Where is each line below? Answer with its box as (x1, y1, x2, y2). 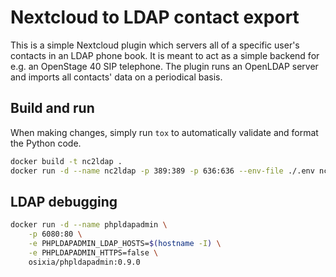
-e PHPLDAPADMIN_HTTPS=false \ (28, 247, 159, 258)
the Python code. (10, 137, 82, 149)
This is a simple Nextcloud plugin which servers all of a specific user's (10, 39, 300, 51)
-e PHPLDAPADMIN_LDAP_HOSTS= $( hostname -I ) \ (28, 239, 222, 249)
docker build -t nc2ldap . (10, 156, 123, 166)
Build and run (10, 100, 95, 117)
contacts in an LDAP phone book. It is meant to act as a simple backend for (10, 49, 320, 61)
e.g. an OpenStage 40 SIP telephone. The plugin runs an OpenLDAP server (10, 60, 319, 72)
